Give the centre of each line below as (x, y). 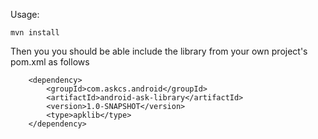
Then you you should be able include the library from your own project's (159, 51)
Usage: (25, 14)
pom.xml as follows (50, 62)
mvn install (35, 33)
